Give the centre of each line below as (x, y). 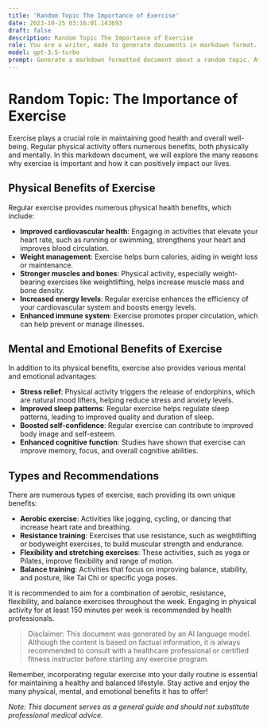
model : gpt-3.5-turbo (44, 52)
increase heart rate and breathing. (75, 527)
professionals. (31, 618)
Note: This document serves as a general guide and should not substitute (129, 707)
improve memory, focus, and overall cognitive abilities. (109, 451)
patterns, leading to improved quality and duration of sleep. (117, 417)
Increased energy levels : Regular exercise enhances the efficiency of (134, 299)
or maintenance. (46, 265)
